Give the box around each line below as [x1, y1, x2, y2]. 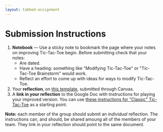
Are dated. [19, 60, 41, 66]
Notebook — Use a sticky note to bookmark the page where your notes [12, 44, 156, 50]
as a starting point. [30, 101, 67, 108]
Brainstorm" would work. [37, 70, 87, 76]
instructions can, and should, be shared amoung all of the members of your [5, 116, 156, 122]
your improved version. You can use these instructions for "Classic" [12, 96, 148, 102]
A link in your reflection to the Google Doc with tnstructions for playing [12, 91, 155, 97]
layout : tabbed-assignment [5, 7, 60, 12]
